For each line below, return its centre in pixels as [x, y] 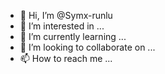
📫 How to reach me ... [66, 58]
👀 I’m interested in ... [62, 26]
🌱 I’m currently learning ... [73, 36]
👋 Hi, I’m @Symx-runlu [66, 15]
